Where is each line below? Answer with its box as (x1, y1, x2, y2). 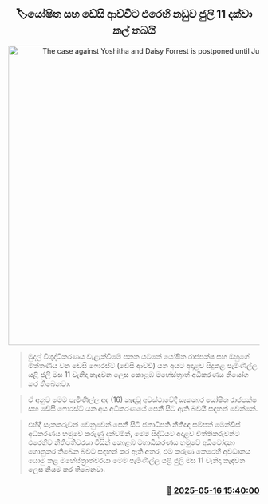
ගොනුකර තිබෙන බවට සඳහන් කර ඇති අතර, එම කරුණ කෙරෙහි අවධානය (27, 446, 251, 456)
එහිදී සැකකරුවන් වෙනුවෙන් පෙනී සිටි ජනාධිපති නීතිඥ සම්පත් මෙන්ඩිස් (27, 419, 241, 429)
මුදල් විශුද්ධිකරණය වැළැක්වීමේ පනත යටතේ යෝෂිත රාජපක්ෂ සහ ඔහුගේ (27, 351, 250, 361)
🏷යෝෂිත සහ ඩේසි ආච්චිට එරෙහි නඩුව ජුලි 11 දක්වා (15, 7, 253, 21)
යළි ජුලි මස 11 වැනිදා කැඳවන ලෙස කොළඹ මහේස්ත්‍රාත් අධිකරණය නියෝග (27, 369, 250, 379)
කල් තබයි (112, 24, 156, 38)
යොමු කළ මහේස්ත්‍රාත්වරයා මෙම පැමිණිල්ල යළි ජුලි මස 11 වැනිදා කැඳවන (27, 455, 246, 465)
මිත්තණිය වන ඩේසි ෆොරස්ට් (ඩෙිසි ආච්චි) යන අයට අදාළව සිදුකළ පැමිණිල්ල (27, 360, 258, 370)
